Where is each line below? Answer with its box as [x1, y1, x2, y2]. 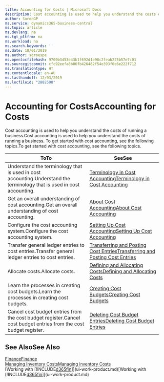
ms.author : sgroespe [5, 52, 47, 58]
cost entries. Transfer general [7, 248, 74, 255]
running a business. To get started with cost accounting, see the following [5, 138, 154, 144]
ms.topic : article [5, 25, 42, 30]
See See [114, 154, 132, 161]
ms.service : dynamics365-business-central [5, 21, 93, 26]
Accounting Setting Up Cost [89, 228, 152, 234]
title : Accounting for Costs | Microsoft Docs [5, 7, 102, 12]
